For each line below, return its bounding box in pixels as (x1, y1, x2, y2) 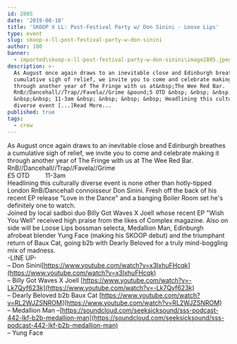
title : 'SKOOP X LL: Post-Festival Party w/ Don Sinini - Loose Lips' (7, 23, 219, 30)
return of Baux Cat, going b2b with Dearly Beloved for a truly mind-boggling (7, 238, 228, 247)
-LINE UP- (7, 253, 37, 262)
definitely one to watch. (7, 201, 76, 209)
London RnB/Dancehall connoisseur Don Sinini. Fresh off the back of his (7, 186, 217, 195)
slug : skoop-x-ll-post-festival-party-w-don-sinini (7, 37, 162, 44)
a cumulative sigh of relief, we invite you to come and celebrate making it (7, 149, 219, 157)
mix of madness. (7, 246, 56, 254)
